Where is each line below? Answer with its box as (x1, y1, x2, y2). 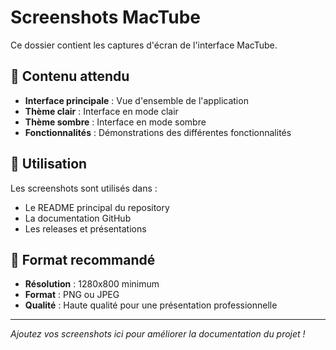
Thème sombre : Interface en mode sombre (24, 116, 207, 128)
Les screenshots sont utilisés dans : (10, 182, 158, 194)
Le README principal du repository (24, 201, 170, 213)
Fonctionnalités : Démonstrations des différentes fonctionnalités (24, 126, 292, 138)
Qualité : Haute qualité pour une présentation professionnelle (24, 299, 278, 311)
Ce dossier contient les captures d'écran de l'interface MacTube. (10, 39, 278, 51)
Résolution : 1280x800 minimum (24, 278, 160, 290)
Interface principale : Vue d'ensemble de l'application (24, 94, 249, 106)
